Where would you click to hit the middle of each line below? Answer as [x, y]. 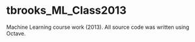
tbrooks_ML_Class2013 [66, 10]
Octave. [16, 33]
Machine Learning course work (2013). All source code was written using [98, 27]
